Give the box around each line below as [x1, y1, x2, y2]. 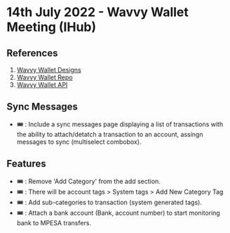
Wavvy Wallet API [16, 81, 68, 88]
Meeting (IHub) [6, 19, 97, 35]
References [6, 47, 58, 59]
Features [6, 158, 46, 170]
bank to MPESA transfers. [16, 218, 92, 227]
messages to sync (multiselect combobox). [16, 138, 142, 146]
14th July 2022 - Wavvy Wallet [6, 4, 189, 20]
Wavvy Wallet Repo [16, 73, 73, 81]
